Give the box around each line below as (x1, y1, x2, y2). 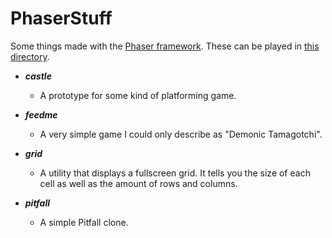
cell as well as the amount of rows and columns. (39, 177, 238, 189)
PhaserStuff (10, 7, 113, 30)
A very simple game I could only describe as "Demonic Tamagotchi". (39, 128, 323, 140)
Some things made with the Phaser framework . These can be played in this (10, 40, 320, 52)
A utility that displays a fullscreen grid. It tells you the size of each (39, 167, 311, 179)
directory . (10, 50, 50, 62)
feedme (24, 108, 58, 121)
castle (24, 70, 52, 82)
